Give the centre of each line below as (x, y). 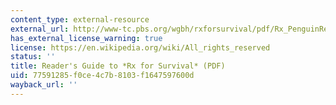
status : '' (33, 57)
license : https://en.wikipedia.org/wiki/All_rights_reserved (140, 47)
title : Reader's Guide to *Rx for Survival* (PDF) (118, 66)
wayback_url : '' (44, 85)
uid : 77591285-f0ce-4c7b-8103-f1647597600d (102, 76)
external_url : (40, 29)
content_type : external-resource (80, 19)
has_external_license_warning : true (86, 38)
